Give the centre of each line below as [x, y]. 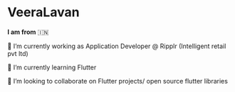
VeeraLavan [43, 12]
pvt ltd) [18, 53]
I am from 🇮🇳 [28, 32]
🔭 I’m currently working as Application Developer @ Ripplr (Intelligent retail [117, 46]
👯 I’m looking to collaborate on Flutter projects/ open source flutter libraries [117, 81]
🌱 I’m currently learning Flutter [52, 67]
